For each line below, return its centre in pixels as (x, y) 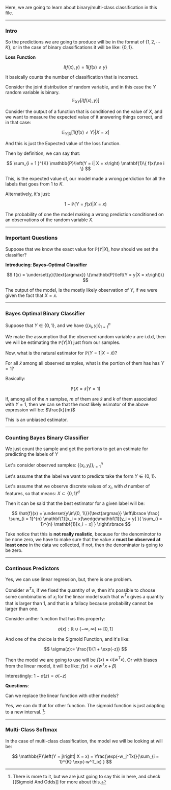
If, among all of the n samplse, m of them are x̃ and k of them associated (81, 399)
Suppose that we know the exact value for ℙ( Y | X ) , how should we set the (82, 249)
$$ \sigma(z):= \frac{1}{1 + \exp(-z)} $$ (85, 649)
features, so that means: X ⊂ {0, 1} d (42, 493)
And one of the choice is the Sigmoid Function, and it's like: (67, 639)
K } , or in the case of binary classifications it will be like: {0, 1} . (69, 48)
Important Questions (32, 238)
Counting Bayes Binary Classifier (47, 437)
